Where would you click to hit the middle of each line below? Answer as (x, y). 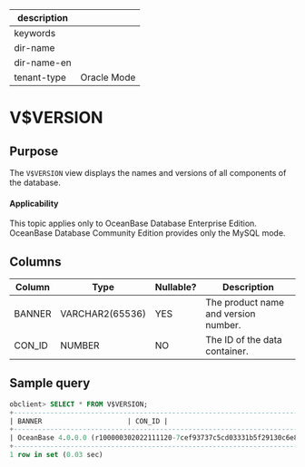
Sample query (50, 383)
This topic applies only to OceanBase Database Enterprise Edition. (133, 224)
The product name (245, 303)
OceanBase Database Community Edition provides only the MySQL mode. (148, 233)
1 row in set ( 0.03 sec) (56, 455)
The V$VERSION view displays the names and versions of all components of (148, 173)
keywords (35, 33)
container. (227, 351)
